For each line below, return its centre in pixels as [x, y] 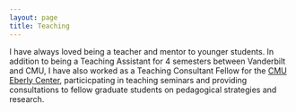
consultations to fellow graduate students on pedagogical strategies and [143, 90]
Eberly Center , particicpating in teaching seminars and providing [128, 80]
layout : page [34, 17]
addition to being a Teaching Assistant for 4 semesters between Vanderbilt [148, 61]
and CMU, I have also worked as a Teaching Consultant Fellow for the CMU [148, 70]
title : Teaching [39, 26]
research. [27, 99]
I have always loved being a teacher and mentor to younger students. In [142, 51]
